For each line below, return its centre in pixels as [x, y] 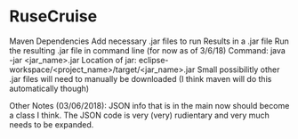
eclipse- [153, 60]
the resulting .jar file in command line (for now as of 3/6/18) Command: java [148, 50]
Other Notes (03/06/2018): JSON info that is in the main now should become [149, 105]
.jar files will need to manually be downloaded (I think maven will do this [141, 78]
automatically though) [49, 88]
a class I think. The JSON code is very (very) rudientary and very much [139, 115]
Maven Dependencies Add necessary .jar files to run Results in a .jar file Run [149, 41]
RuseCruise [53, 16]
